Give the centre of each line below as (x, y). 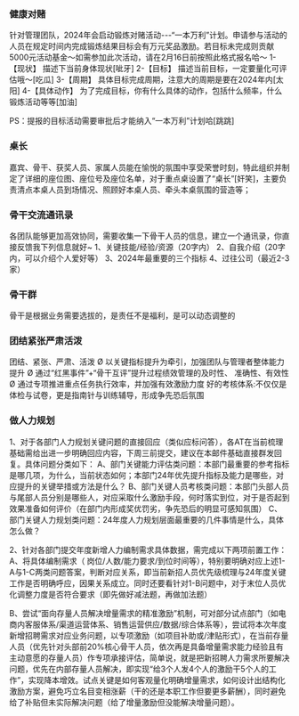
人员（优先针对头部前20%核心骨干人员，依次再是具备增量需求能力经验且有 (147, 647)
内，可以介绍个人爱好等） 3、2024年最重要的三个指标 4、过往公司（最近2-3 (149, 258)
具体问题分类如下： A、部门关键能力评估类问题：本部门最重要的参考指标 (157, 464)
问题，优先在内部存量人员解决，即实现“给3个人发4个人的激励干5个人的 (139, 669)
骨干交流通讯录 (41, 215)
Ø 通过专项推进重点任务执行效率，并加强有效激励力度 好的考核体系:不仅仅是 (148, 384)
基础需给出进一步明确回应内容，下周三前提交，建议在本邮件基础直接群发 (141, 452)
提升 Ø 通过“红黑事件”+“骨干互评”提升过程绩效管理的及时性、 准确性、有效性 (149, 373)
